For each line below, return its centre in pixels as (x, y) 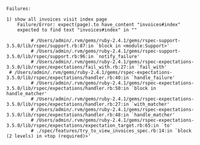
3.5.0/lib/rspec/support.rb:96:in (50, 56)
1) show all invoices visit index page (57, 19)
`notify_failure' (118, 56)
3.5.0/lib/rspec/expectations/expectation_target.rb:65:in (83, 126)
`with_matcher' (151, 104)
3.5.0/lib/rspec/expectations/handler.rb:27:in (68, 104)
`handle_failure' (153, 78)
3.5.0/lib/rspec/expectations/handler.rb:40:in (68, 78)
